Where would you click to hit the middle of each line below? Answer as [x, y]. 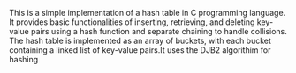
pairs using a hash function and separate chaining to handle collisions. [159, 31]
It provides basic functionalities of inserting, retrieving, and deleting [132, 22]
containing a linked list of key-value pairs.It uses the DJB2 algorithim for [140, 50]
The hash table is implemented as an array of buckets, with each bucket [140, 40]
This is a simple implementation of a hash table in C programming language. [148, 13]
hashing [24, 59]
